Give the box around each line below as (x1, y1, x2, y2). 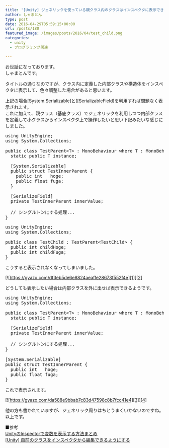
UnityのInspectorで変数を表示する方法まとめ (5, 430, 98, 436)
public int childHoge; (10, 244, 66, 250)
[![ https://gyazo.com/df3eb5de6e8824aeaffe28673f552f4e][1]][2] (5, 274, 142, 280)
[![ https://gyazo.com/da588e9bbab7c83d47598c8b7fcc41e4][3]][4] (5, 397, 147, 403)
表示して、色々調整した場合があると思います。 (18, 87, 115, 93)
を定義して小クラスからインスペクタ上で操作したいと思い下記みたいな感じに (5, 116, 163, 122)
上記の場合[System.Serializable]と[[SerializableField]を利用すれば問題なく (5, 98, 159, 104)
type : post (5, 17, 28, 22)
